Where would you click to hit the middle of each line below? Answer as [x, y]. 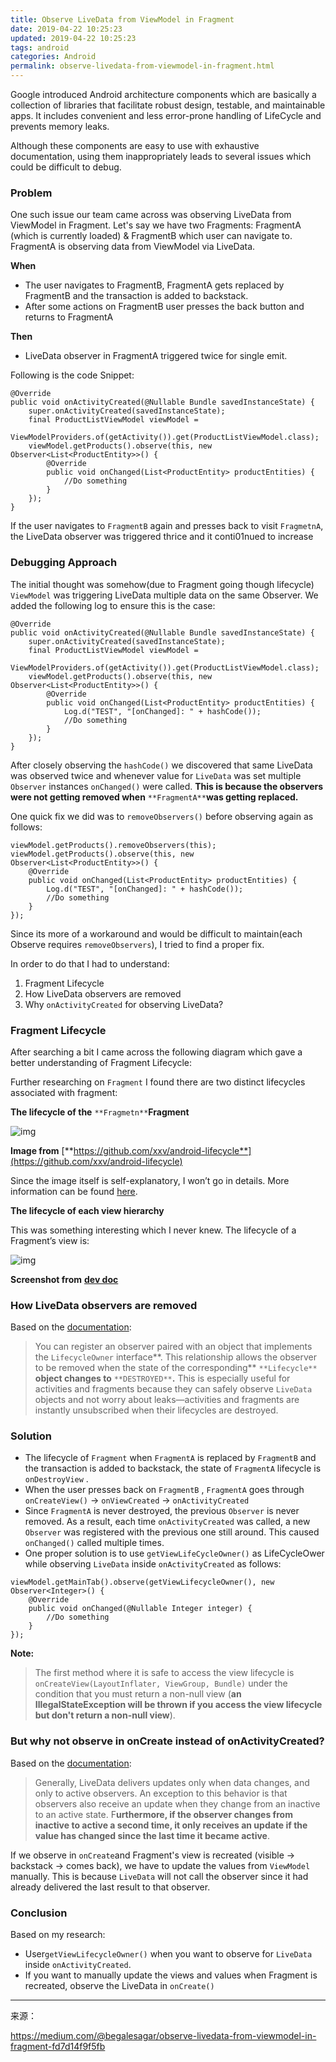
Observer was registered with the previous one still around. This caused [172, 1532]
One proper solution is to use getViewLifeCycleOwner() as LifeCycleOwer [174, 1553]
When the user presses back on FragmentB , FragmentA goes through [164, 1490]
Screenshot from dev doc [64, 1279]
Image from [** [42, 1150]
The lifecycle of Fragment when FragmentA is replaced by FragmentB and [170, 1458]
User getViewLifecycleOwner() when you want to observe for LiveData [168, 1954]
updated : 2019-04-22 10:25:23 [73, 38]
